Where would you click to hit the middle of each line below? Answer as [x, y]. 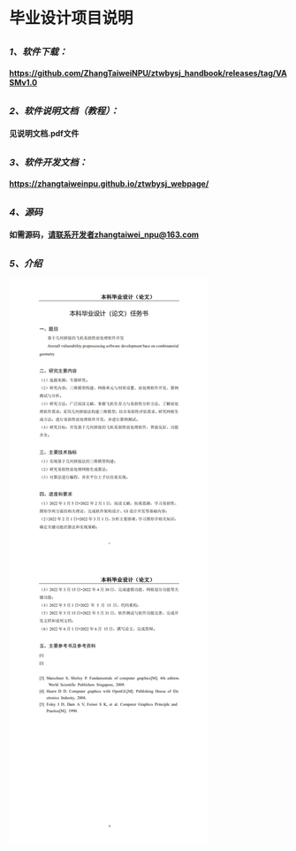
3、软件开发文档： [49, 162]
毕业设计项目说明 [72, 18]
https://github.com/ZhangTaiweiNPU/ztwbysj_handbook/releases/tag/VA [148, 73]
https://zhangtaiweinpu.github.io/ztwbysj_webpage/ [109, 184]
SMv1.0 [23, 83]
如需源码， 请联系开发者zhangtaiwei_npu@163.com [104, 234]
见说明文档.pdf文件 [44, 134]
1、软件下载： [38, 51]
